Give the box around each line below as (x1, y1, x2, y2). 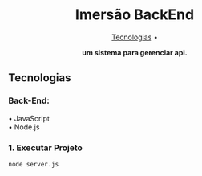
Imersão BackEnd (75, 6, 195, 24)
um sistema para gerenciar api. (81, 47, 188, 57)
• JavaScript (8, 113, 50, 123)
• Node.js (8, 122, 40, 132)
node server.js (8, 160, 59, 168)
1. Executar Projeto (8, 142, 83, 153)
